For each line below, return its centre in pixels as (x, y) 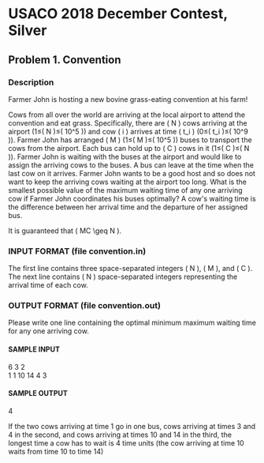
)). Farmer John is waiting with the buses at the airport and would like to (125, 156)
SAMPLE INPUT (34, 349)
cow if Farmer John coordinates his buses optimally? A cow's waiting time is (132, 198)
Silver (28, 30)
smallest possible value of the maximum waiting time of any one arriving (125, 190)
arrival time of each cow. (48, 285)
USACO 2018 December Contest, (118, 14)
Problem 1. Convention (65, 60)
